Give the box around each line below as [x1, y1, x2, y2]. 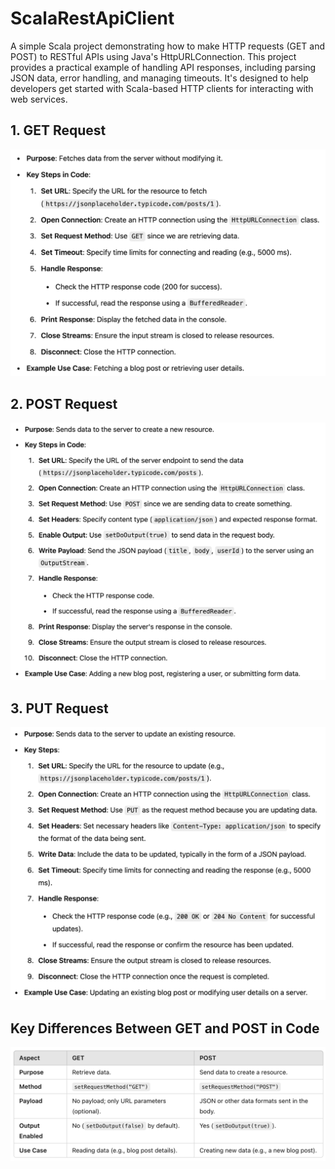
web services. [10, 93, 68, 105]
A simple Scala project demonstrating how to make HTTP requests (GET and [10, 40, 326, 52]
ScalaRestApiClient [10, 7, 175, 30]
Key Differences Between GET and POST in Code [10, 1020, 320, 1037]
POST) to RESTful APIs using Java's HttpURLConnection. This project [10, 50, 297, 62]
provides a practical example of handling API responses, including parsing [10, 61, 317, 73]
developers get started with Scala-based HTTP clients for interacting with [10, 82, 314, 94]
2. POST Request [10, 395, 118, 412]
